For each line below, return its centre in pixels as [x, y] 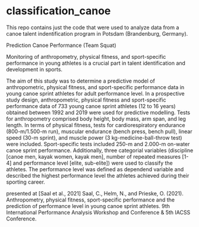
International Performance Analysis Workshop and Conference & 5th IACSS [98, 212]
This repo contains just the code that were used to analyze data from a [93, 27]
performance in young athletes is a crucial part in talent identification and [96, 63]
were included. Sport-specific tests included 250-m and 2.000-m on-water [98, 144]
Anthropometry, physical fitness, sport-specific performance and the [91, 200]
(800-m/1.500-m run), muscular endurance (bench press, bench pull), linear [99, 131]
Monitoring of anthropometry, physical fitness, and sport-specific [86, 56]
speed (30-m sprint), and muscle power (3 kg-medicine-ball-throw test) [94, 137]
